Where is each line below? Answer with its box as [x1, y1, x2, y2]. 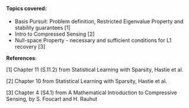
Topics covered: [6, 5, 47, 12]
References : [6, 55, 37, 62]
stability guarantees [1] [14, 24, 71, 31]
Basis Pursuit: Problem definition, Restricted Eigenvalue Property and [14, 18, 184, 25]
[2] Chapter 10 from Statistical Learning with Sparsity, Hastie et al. [6, 78, 167, 85]
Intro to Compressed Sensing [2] [14, 30, 95, 38]
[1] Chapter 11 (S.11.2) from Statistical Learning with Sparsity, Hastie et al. [6, 66, 184, 74]
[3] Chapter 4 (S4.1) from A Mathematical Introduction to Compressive [6, 89, 177, 96]
